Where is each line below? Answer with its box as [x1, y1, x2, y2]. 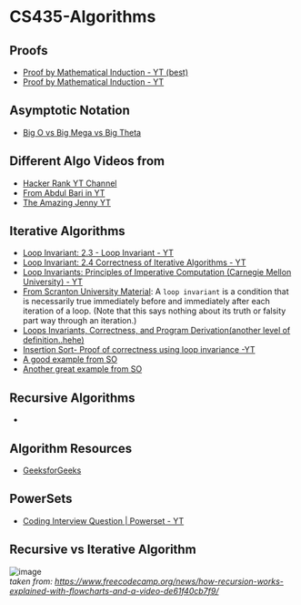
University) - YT [22, 276, 84, 288]
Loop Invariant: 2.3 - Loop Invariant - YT [22, 248, 175, 259]
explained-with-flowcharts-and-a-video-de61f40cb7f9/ [9, 585, 219, 596]
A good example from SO [22, 354, 118, 365]
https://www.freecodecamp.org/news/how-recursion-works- [54, 576, 285, 587]
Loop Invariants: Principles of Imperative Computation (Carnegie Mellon [22, 267, 292, 278]
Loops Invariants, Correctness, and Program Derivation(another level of [22, 325, 291, 336]
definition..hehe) [22, 334, 85, 345]
